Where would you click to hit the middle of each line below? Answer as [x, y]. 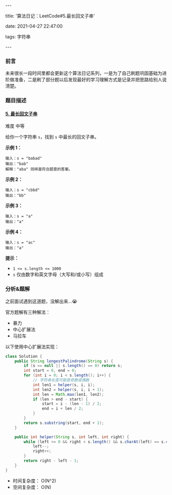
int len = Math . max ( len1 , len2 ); [68, 394]
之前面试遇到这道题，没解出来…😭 [41, 301]
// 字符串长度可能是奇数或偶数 [61, 380]
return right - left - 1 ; [51, 461]
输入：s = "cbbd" [23, 190]
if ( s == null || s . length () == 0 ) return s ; [73, 366]
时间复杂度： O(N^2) [34, 481]
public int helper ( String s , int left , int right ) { [72, 437]
